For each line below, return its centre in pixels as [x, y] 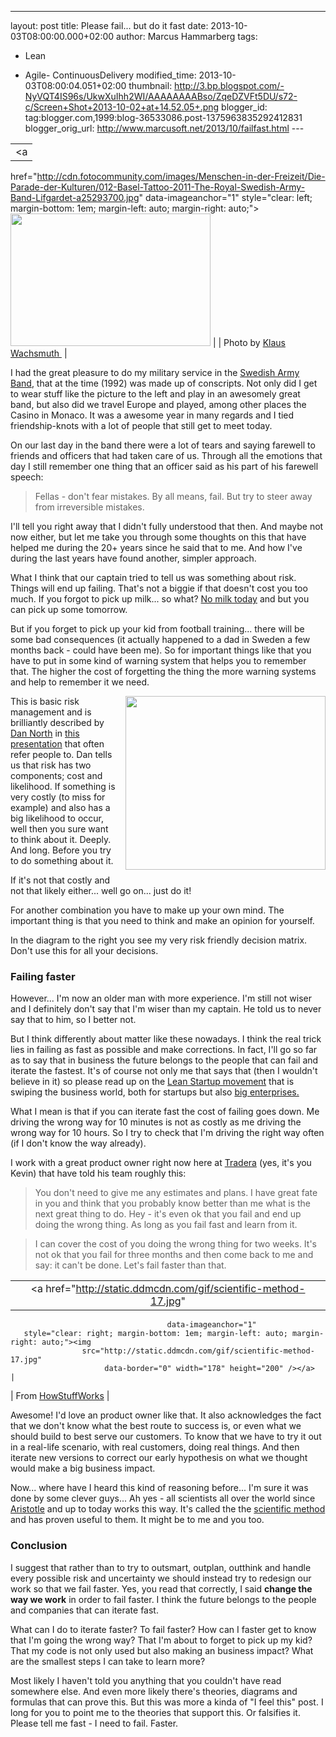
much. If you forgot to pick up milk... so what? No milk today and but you [160, 599]
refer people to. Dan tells [61, 754]
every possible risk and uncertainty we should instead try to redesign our [161, 1578]
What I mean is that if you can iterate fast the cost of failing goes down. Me [165, 1112]
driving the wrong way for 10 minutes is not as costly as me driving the [156, 1122]
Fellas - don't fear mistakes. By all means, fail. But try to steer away [173, 496]
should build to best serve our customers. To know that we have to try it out [166, 1437]
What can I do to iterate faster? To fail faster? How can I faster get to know [163, 1629]
